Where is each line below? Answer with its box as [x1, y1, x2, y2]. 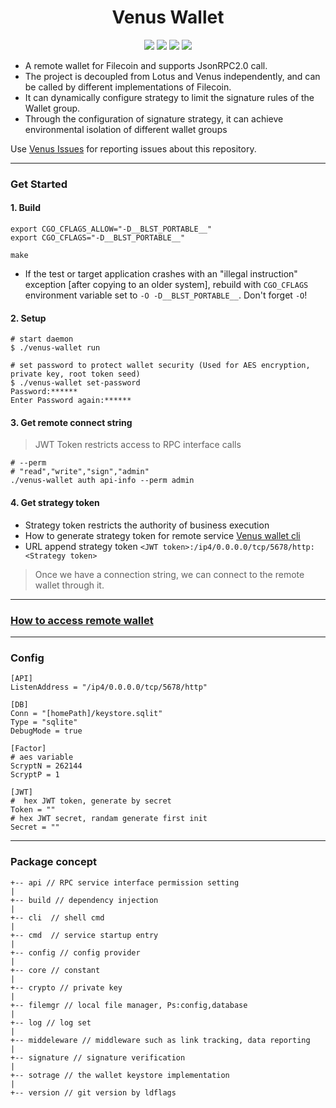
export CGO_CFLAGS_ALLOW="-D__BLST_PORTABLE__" [10, 224, 213, 235]
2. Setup [10, 312, 47, 324]
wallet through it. [34, 579, 105, 591]
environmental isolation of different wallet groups [24, 123, 228, 135]
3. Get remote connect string [10, 416, 133, 428]
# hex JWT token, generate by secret [10, 796, 172, 806]
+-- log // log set [10, 1017, 92, 1028]
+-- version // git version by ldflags [10, 1087, 177, 1098]
